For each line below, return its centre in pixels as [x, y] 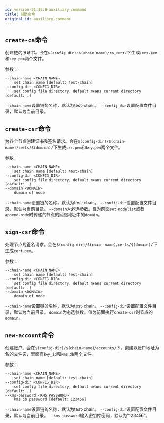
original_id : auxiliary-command [38, 19]
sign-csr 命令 [25, 232]
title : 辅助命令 [20, 14]
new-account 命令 [30, 335]
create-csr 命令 [28, 128]
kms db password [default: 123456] [50, 399]
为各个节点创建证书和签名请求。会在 [42, 141]
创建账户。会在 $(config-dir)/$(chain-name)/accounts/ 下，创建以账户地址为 [82, 348]
